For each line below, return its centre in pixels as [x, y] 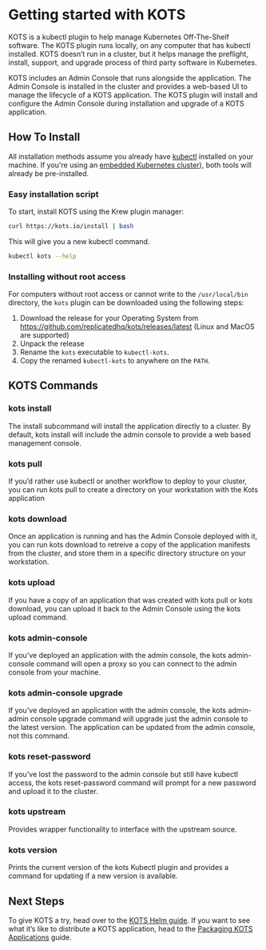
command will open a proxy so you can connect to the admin [136, 663]
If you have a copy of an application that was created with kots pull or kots [131, 600]
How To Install [44, 137]
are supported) [44, 335]
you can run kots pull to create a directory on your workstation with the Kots [133, 490]
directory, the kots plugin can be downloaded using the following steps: [126, 303]
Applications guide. [40, 937]
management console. [45, 443]
